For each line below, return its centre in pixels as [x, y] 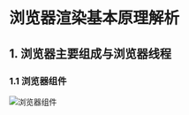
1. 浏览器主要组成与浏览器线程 [91, 54]
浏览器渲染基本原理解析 [94, 18]
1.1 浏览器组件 [38, 80]
